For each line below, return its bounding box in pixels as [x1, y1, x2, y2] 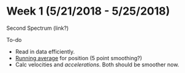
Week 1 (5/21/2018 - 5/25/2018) [6, 4, 170, 18]
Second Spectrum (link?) [6, 24, 69, 32]
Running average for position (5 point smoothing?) [15, 54, 143, 61]
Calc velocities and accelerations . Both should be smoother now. [15, 61, 179, 68]
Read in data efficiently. [15, 47, 75, 55]
